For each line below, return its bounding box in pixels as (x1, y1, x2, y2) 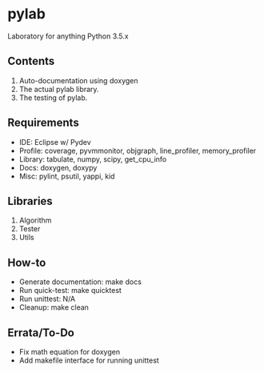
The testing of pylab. (18, 93, 88, 102)
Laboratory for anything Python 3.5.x (7, 31, 129, 41)
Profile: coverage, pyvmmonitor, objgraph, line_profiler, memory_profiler (18, 146, 257, 155)
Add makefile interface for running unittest (18, 355, 159, 365)
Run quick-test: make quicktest (18, 286, 122, 295)
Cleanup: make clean (18, 303, 90, 312)
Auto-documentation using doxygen (18, 75, 138, 85)
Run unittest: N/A (18, 294, 76, 304)
